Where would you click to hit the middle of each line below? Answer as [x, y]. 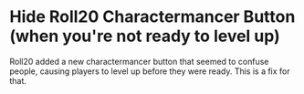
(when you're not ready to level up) [145, 36]
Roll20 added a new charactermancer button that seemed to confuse [139, 61]
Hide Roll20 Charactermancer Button [152, 17]
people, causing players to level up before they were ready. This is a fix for [150, 71]
